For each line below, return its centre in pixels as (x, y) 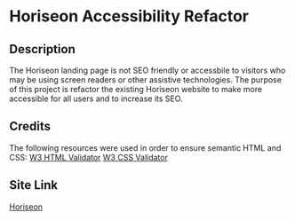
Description (42, 49)
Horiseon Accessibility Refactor (129, 16)
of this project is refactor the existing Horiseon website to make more (136, 89)
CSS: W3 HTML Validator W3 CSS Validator (89, 157)
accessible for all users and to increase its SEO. (96, 98)
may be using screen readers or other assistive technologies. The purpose (146, 80)
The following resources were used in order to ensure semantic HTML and (145, 147)
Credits (30, 126)
